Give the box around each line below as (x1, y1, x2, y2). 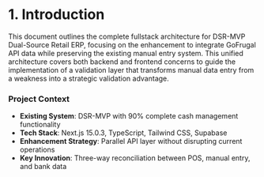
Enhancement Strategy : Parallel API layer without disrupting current (19, 137, 243, 146)
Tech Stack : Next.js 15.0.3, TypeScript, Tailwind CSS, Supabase (19, 128, 228, 137)
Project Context (8, 93, 70, 104)
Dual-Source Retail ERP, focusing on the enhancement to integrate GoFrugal (8, 40, 257, 49)
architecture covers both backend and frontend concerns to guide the (8, 57, 236, 66)
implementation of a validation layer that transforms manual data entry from (8, 65, 255, 74)
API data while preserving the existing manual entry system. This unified (8, 48, 243, 58)
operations (19, 145, 55, 155)
